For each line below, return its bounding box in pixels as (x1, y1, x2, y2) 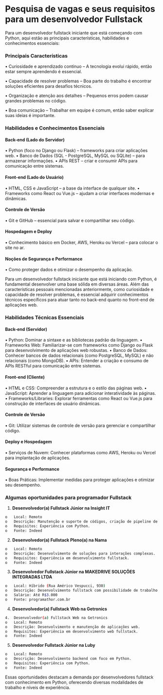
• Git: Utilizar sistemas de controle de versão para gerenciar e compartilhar (5, 423, 156, 428)
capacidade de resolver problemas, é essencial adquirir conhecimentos (5, 291, 148, 298)
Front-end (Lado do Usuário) (5, 174, 64, 180)
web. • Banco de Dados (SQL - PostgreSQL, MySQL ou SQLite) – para (5, 153, 145, 159)
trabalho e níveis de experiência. (5, 684, 71, 690)
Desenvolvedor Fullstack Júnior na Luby (12, 642, 96, 648)
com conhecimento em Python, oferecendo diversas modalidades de (5, 679, 144, 685)
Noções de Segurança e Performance (5, 256, 83, 262)
